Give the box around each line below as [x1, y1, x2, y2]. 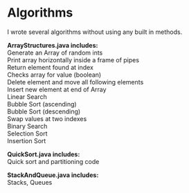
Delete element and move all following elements [7, 77, 144, 86]
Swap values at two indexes [7, 114, 87, 122]
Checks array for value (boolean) [7, 71, 102, 79]
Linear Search [7, 92, 47, 101]
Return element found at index [7, 63, 93, 71]
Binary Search [7, 122, 48, 130]
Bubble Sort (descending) [7, 107, 81, 116]
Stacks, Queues [7, 178, 53, 186]
